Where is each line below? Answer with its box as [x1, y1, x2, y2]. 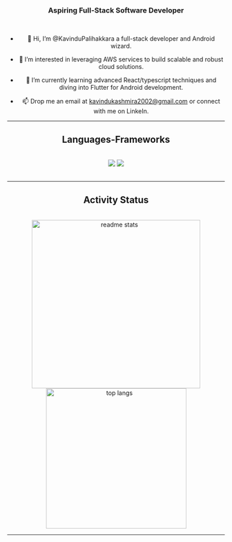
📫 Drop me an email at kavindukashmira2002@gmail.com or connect [21, 97, 221, 106]
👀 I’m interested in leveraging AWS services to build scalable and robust [19, 55, 224, 64]
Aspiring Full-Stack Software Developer [48, 6, 184, 15]
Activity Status [83, 194, 149, 206]
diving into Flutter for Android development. [59, 84, 184, 92]
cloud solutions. [98, 63, 144, 71]
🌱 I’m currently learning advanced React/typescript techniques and [26, 76, 217, 84]
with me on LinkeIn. [93, 107, 149, 115]
